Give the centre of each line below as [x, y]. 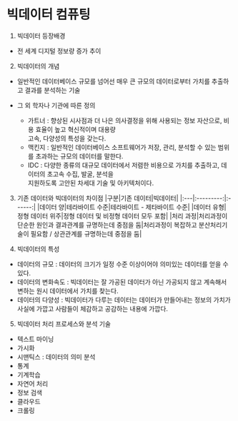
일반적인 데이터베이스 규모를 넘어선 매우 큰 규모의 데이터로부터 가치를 [113, 81]
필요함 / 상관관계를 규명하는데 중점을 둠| [86, 233]
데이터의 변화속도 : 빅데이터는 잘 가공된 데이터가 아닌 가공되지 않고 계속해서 [122, 282]
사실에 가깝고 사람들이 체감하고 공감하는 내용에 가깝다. [93, 308]
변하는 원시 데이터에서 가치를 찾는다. [68, 290]
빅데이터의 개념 [38, 66]
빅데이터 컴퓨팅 [49, 15]
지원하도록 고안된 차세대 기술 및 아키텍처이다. [91, 183]
